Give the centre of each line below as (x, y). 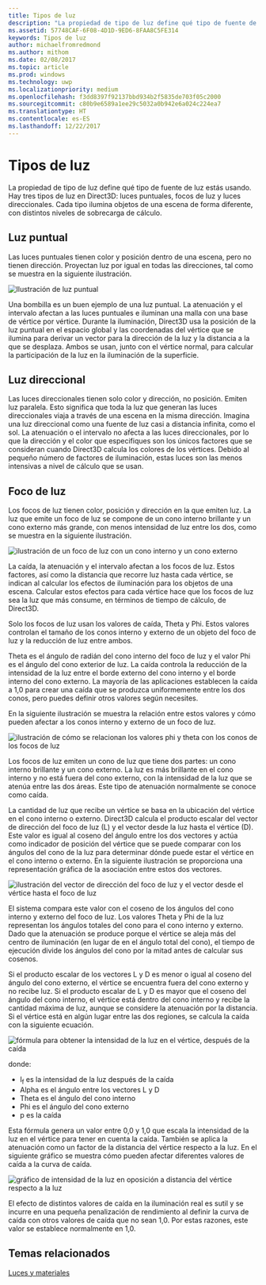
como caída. (28, 795)
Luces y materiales (39, 1272)
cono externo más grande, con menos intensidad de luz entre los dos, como (133, 527)
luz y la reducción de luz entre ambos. (70, 641)
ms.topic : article (38, 67)
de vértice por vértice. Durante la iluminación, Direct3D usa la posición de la (132, 321)
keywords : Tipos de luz (47, 38)
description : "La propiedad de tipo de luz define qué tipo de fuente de (133, 23)
